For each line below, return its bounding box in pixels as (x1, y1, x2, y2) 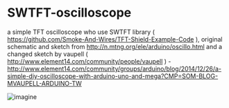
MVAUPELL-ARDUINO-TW (7, 79, 82, 87)
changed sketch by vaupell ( (7, 50, 88, 58)
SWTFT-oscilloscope (7, 5, 132, 21)
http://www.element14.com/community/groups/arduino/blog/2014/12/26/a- (7, 64, 222, 73)
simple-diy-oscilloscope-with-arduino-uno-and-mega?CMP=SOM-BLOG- (7, 71, 219, 80)
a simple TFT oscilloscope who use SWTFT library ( (7, 28, 155, 36)
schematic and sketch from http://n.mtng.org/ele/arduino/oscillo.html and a (7, 42, 223, 51)
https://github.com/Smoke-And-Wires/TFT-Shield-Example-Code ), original (7, 35, 223, 43)
